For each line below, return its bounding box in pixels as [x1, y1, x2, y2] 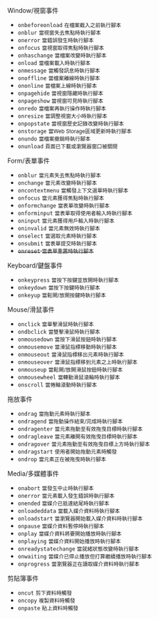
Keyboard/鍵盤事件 [7, 261, 63, 270]
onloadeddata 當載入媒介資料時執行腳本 [17, 508, 121, 515]
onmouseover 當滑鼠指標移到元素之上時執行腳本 [17, 359, 138, 366]
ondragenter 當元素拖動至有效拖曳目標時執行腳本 [17, 426, 143, 433]
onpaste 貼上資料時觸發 [17, 605, 79, 612]
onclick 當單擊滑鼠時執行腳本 [17, 321, 94, 328]
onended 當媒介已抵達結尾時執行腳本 [17, 500, 110, 507]
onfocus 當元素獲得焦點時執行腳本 [17, 195, 104, 202]
